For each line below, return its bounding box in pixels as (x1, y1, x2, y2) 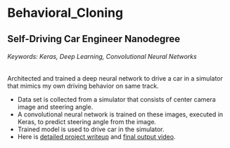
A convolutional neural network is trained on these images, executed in (17, 110, 224, 119)
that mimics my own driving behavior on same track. (7, 81, 160, 90)
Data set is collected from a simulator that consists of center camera (17, 95, 216, 103)
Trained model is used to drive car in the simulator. (17, 125, 165, 133)
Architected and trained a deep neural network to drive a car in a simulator (7, 74, 223, 82)
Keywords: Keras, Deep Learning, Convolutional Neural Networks (7, 53, 197, 61)
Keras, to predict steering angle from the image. (17, 117, 157, 126)
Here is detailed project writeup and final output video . (17, 132, 176, 141)
